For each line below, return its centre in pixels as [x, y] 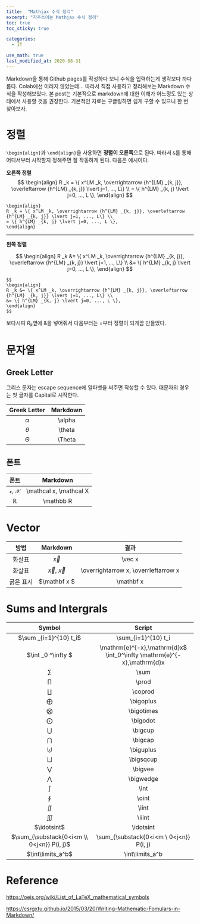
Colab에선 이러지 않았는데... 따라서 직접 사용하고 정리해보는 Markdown [101, 86]
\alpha [66, 420]
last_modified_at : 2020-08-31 [44, 61]
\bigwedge [143, 779]
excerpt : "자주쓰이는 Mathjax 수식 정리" [53, 17]
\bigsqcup [143, 759]
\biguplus [143, 750]
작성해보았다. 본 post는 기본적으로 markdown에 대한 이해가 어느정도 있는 [102, 94]
